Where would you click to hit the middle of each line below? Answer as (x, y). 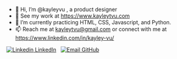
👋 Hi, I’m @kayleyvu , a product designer (66, 9)
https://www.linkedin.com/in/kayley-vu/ (64, 38)
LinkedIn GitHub (67, 50)
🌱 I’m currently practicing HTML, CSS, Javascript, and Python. (93, 22)
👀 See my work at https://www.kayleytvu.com (72, 16)
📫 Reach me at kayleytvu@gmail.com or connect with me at (91, 29)
